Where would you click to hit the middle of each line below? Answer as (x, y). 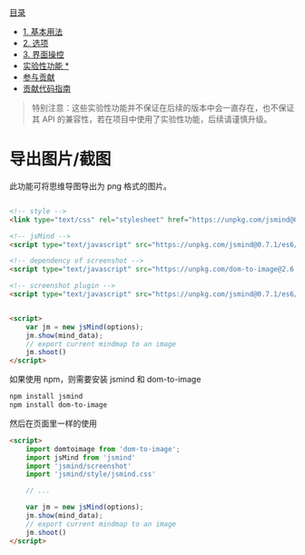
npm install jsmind (46, 397)
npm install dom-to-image (58, 405)
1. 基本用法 (43, 32)
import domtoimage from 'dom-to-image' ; (103, 449)
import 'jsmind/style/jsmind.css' (91, 474)
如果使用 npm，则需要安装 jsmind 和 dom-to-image (105, 380)
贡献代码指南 (46, 89)
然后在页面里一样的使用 (53, 423)
